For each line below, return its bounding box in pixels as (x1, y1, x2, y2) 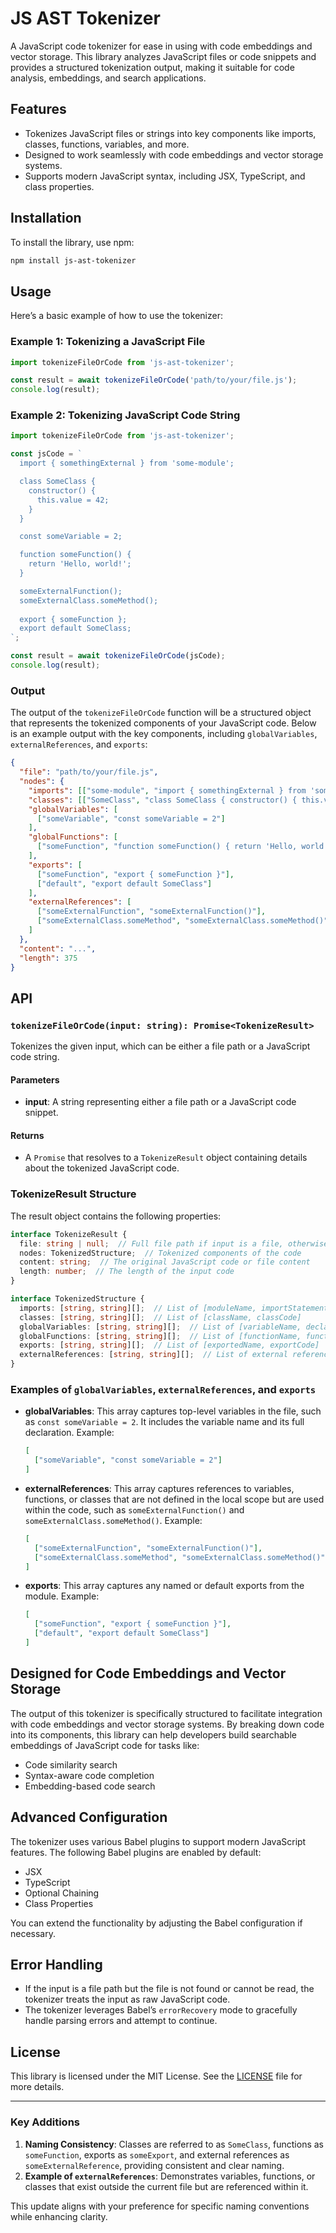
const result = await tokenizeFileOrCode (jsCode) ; (10, 651, 226, 661)
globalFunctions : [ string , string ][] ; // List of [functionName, (19, 1331, 302, 1341)
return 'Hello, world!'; (28, 559, 132, 569)
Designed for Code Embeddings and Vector (10, 1665, 287, 1682)
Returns (10, 1129, 45, 1141)
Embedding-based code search (24, 1780, 156, 1792)
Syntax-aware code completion (24, 1769, 155, 1781)
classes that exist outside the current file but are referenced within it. (24, 2180, 309, 2192)
